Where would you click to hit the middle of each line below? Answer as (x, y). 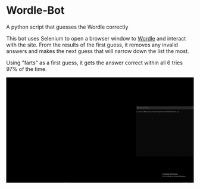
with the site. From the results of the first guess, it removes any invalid (92, 45)
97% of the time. (26, 69)
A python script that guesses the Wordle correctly (67, 27)
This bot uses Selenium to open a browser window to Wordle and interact (96, 38)
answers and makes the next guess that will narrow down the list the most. (98, 51)
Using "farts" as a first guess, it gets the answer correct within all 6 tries (95, 63)
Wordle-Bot (35, 10)
